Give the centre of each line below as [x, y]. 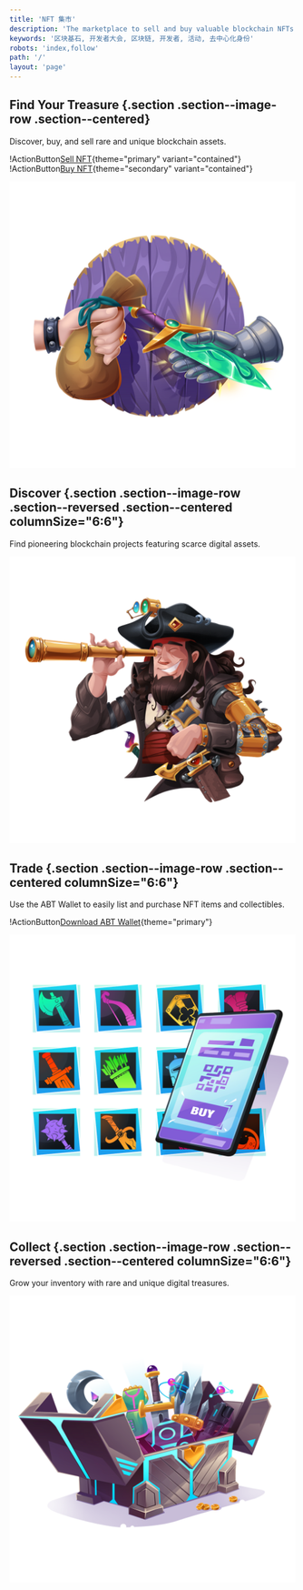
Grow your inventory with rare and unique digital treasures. [119, 1283]
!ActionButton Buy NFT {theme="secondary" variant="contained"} [132, 168]
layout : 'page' [38, 67]
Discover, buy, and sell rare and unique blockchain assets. [118, 141]
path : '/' [28, 58]
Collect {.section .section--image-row [120, 1247]
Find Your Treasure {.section [92, 105]
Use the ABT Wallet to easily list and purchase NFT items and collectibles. [147, 904]
